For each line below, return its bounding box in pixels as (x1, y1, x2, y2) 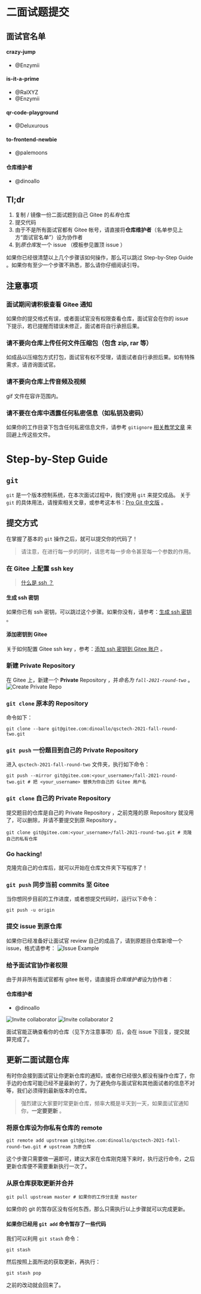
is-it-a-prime (6, 76, 39, 83)
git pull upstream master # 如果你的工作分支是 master (6, 1194, 138, 1201)
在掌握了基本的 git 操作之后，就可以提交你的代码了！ (6, 535, 138, 542)
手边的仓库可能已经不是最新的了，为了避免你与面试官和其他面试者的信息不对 (6, 1079, 195, 1087)
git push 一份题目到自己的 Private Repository (6, 746, 139, 755)
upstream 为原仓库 (48, 1144, 92, 1150)
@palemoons (14, 149, 48, 156)
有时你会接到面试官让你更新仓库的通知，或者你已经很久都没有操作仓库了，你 (6, 1072, 195, 1079)
